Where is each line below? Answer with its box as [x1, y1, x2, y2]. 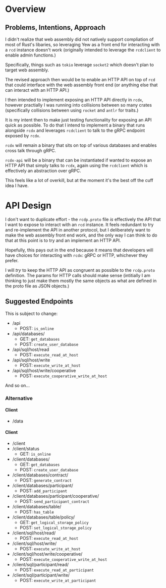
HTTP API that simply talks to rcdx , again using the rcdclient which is [5, 163, 148, 168]
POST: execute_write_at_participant [19, 578, 97, 584]
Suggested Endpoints [5, 297, 73, 306]
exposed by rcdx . [5, 133, 41, 138]
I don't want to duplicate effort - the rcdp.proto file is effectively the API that [5, 216, 161, 222]
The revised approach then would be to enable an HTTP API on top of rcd [5, 77, 155, 82]
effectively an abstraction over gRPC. [5, 168, 81, 174]
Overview [5, 3, 46, 15]
